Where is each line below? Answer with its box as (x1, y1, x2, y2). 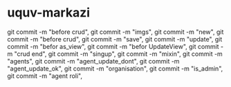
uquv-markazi (7, 5, 91, 21)
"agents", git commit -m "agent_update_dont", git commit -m (7, 57, 180, 65)
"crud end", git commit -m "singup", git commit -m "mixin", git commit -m (14, 50, 223, 58)
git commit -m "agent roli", (7, 71, 83, 80)
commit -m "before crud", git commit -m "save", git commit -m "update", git (7, 35, 223, 43)
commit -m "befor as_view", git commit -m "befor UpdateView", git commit (7, 42, 219, 50)
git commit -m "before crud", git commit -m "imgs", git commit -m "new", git (7, 28, 224, 36)
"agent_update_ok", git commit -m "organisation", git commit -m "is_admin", (7, 64, 223, 72)
